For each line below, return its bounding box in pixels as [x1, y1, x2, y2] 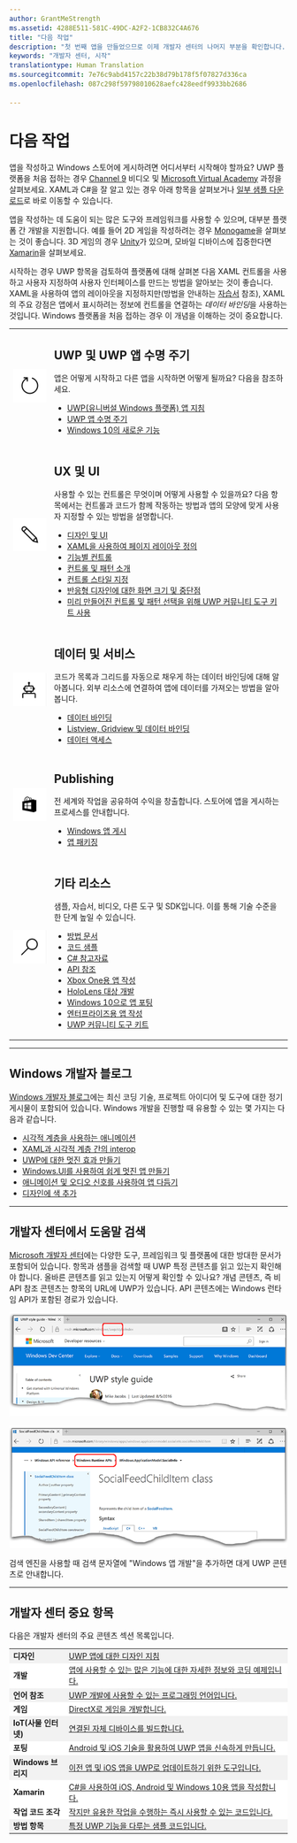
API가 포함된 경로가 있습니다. [18, 1294, 118, 1304]
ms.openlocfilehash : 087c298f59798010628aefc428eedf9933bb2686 [9, 80, 247, 88]
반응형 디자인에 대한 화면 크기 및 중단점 [66, 585, 202, 596]
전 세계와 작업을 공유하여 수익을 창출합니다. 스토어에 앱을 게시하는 [54, 796, 280, 807]
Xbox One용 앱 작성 [66, 975, 136, 986]
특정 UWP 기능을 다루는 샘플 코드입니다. [68, 1821, 207, 1831]
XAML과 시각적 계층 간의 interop [21, 1143, 136, 1154]
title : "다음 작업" [9, 33, 73, 42]
